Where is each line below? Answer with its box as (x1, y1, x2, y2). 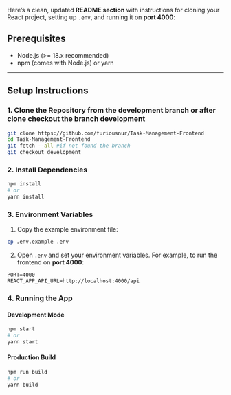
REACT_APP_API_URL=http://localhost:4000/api (7, 278, 140, 284)
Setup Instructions (7, 85, 89, 97)
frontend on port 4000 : (16, 258, 85, 267)
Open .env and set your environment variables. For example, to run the (16, 251, 218, 260)
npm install (7, 181, 41, 188)
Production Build (7, 353, 56, 361)
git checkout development (7, 149, 81, 156)
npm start (7, 326, 36, 332)
